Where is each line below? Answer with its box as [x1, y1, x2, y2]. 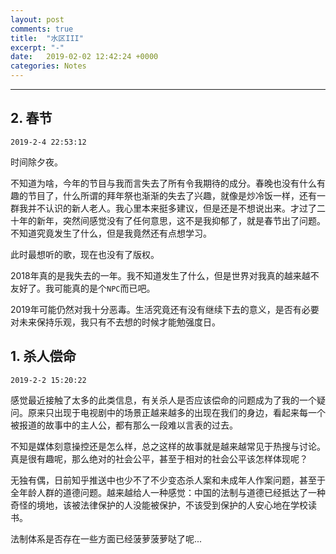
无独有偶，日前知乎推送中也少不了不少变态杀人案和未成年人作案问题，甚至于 [10, 474, 326, 486]
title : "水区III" [10, 33, 84, 43]
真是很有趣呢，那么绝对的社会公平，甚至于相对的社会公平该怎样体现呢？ [10, 452, 308, 465]
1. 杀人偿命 [10, 348, 77, 365]
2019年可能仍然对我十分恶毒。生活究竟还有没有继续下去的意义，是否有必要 [10, 303, 320, 315]
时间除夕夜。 [10, 156, 63, 168]
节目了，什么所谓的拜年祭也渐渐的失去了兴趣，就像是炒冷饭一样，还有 [27, 189, 317, 201]
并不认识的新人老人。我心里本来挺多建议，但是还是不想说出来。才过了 [27, 202, 317, 214]
